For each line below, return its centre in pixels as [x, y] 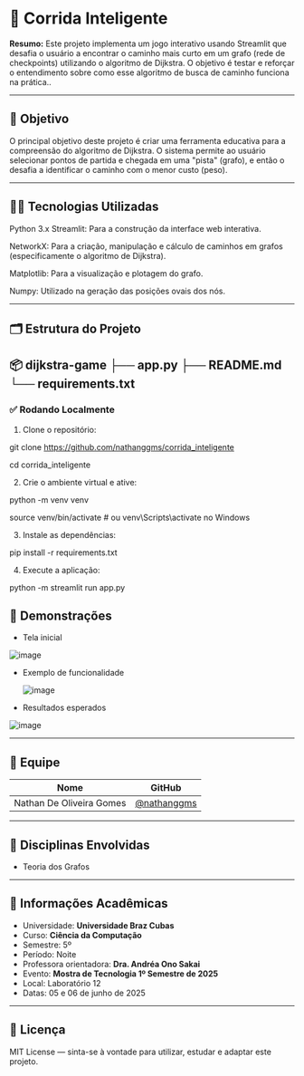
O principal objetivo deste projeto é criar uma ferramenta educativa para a [148, 140]
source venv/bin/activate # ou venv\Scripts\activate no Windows [130, 517]
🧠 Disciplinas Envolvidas [80, 845]
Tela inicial [42, 638]
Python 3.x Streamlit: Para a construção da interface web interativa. [135, 228]
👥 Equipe [35, 762]
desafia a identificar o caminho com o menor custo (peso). [119, 169]
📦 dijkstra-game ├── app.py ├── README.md [146, 365]
